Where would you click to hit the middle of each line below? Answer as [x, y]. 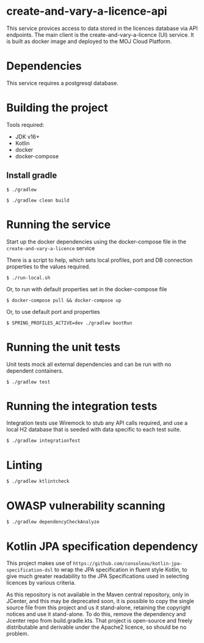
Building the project [57, 108]
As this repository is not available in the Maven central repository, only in [98, 595]
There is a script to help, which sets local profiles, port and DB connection [100, 260]
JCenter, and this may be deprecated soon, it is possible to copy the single [100, 601]
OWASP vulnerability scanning [86, 505]
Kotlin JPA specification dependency [102, 546]
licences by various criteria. [41, 583]
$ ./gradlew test [28, 382]
